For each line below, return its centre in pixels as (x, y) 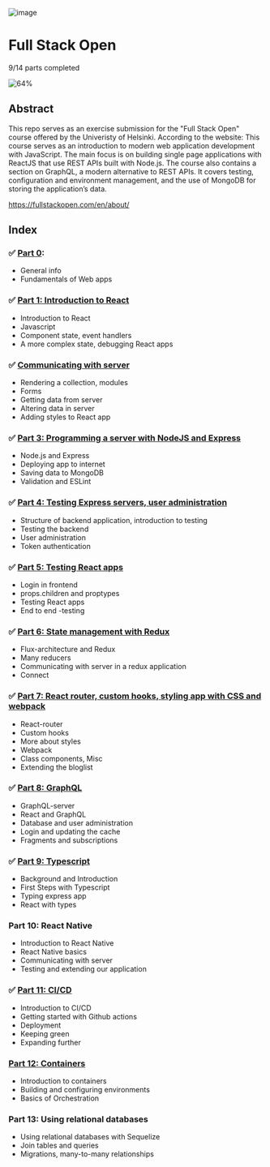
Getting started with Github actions (79, 1016)
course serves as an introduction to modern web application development (132, 145)
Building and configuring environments (85, 1090)
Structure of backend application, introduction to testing (114, 520)
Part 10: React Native (51, 926)
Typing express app (53, 896)
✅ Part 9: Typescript (49, 861)
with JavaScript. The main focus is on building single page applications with (135, 154)
